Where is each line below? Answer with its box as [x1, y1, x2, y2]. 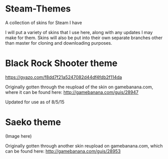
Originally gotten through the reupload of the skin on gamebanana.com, [5, 84, 153, 90]
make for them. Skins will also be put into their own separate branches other [5, 35, 163, 41]
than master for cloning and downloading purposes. [5, 40, 112, 46]
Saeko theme [5, 116, 61, 128]
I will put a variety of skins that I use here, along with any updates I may [5, 29, 153, 35]
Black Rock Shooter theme [5, 58, 118, 69]
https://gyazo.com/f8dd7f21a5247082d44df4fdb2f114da [5, 74, 122, 80]
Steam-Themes [5, 3, 71, 15]
